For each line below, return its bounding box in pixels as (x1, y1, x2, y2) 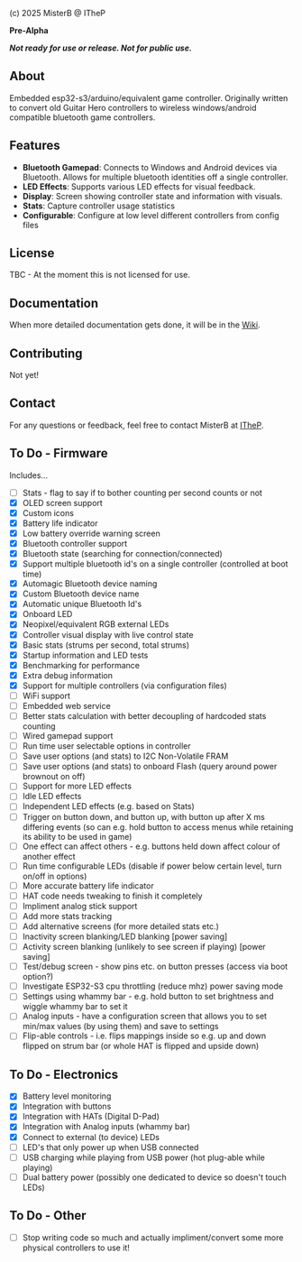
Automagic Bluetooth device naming (22, 578, 158, 589)
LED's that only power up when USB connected (22, 1141, 199, 1153)
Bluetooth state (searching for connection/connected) (22, 548, 223, 559)
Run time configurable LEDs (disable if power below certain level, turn (22, 861, 282, 871)
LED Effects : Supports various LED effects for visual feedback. (22, 180, 256, 192)
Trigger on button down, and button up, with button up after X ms (22, 811, 266, 822)
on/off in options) (22, 871, 87, 881)
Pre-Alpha (9, 25, 49, 35)
